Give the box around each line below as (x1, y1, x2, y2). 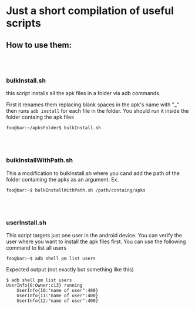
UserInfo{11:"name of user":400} (16, 293, 99, 298)
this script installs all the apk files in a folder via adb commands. (6, 90, 161, 97)
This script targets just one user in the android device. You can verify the (6, 231, 183, 239)
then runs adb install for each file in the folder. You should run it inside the (6, 108, 189, 115)
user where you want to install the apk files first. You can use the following (6, 238, 186, 245)
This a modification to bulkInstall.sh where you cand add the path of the (6, 169, 180, 177)
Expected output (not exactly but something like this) (6, 266, 134, 273)
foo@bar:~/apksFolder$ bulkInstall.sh (6, 125, 101, 131)
